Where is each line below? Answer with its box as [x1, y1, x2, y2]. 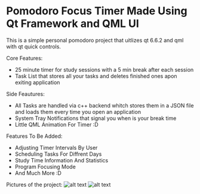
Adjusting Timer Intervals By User [14, 144, 98, 151]
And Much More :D [14, 169, 61, 177]
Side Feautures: [6, 90, 45, 97]
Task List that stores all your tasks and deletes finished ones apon [14, 72, 177, 79]
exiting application [14, 79, 60, 86]
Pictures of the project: [6, 181, 63, 188]
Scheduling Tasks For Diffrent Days [14, 150, 102, 158]
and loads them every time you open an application [14, 108, 141, 115]
